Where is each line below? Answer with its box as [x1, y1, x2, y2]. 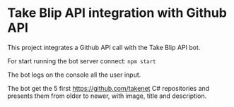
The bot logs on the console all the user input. [7, 70, 141, 79]
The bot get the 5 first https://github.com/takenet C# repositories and [7, 84, 210, 92]
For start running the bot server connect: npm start [7, 56, 157, 65]
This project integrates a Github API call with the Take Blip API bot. [7, 43, 201, 51]
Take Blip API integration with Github [7, 5, 228, 21]
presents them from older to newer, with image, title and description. [7, 92, 207, 100]
